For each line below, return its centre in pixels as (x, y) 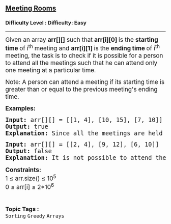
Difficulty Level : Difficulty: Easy (46, 23)
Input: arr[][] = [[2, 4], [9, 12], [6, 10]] (82, 144)
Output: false (29, 151)
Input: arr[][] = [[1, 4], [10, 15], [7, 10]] (84, 120)
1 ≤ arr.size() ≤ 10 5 (31, 178)
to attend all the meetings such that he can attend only (81, 63)
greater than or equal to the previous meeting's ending (81, 89)
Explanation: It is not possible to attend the (86, 158)
